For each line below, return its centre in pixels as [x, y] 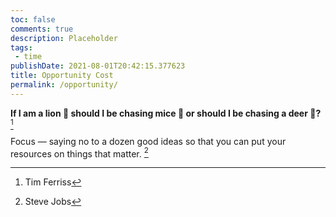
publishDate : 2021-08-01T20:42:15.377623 [98, 66]
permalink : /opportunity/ [64, 85]
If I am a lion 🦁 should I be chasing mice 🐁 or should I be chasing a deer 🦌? [166, 113]
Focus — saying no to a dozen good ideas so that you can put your [148, 141]
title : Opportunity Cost [62, 76]
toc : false [33, 19]
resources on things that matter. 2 [79, 153]
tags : [21, 47]
